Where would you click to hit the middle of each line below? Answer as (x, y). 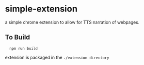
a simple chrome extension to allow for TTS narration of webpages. (72, 22)
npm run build (24, 48)
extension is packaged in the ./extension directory (57, 57)
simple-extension (41, 9)
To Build (17, 37)
